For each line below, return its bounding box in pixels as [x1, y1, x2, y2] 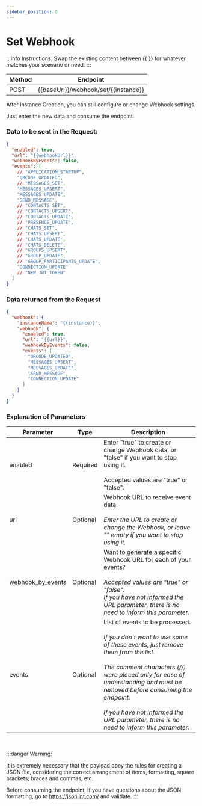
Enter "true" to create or [103, 438, 171, 447]
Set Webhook [6, 34, 75, 48]
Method [9, 75, 32, 84]
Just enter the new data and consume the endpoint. [6, 112, 135, 120]
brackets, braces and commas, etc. [6, 775, 94, 782]
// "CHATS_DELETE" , [17, 242, 66, 248]
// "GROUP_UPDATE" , [17, 253, 66, 259]
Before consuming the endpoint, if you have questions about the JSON [6, 786, 182, 794]
